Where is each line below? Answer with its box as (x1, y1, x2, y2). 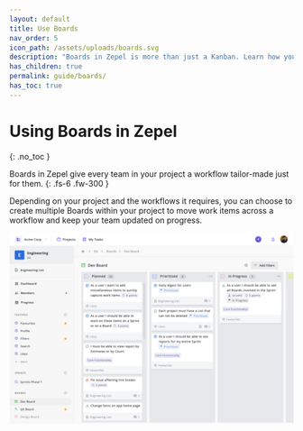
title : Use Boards (9, 23, 78, 33)
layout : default (9, 14, 70, 23)
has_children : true (9, 62, 83, 71)
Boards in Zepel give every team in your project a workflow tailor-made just (9, 168, 289, 179)
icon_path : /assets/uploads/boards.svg (9, 43, 160, 52)
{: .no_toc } (9, 151, 50, 161)
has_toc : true (9, 81, 63, 90)
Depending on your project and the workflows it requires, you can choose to (9, 195, 293, 206)
